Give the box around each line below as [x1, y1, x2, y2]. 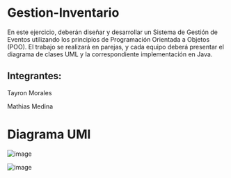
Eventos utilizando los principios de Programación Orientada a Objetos [7, 35, 210, 43]
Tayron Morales [7, 88, 52, 97]
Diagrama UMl [7, 127, 91, 142]
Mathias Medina [7, 102, 54, 111]
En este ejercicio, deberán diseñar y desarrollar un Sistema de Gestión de [7, 28, 218, 36]
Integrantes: [7, 70, 62, 82]
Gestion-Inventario [7, 5, 120, 21]
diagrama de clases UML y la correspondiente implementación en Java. [7, 50, 213, 58]
